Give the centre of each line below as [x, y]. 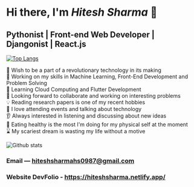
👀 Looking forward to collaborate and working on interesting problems [94, 96]
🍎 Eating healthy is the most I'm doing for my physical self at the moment [97, 124]
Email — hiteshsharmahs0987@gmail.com [70, 160]
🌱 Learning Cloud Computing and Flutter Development [74, 89]
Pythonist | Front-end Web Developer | [81, 35]
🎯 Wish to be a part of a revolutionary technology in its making [84, 70]
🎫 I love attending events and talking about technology [74, 109]
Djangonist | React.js [46, 44]
